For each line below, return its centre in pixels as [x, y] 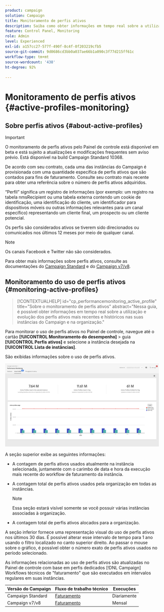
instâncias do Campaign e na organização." [61, 322]
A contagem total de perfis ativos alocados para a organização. [76, 522]
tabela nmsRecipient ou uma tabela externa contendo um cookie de [73, 197]
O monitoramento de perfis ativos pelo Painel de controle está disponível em [82, 147]
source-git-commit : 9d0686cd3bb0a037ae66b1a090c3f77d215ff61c [70, 51]
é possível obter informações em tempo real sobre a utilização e [82, 312]
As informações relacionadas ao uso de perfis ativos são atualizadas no [77, 562]
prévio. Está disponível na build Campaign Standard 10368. [64, 157]
